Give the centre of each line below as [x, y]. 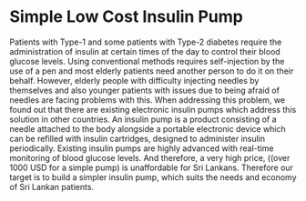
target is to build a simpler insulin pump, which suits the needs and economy [153, 177]
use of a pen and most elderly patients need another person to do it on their [152, 71]
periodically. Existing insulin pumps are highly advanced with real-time [142, 148]
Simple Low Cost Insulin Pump [126, 17]
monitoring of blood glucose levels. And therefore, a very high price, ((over [150, 157]
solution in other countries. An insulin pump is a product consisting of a [143, 119]
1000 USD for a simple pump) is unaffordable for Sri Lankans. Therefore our [152, 167]
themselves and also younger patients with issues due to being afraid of [145, 90]
